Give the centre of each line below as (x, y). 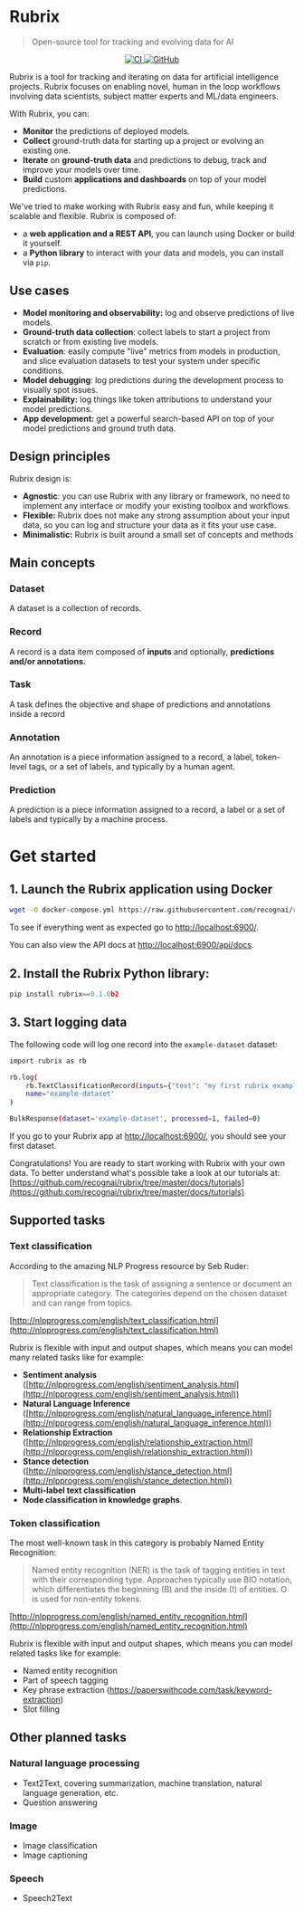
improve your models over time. (81, 169)
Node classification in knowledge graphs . (102, 1499)
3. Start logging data (68, 1022)
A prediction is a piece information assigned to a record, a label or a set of (147, 810)
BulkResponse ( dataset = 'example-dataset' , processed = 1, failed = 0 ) (135, 1119)
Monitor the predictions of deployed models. (106, 131)
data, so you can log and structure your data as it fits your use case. (149, 525)
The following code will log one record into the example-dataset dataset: (143, 1044)
